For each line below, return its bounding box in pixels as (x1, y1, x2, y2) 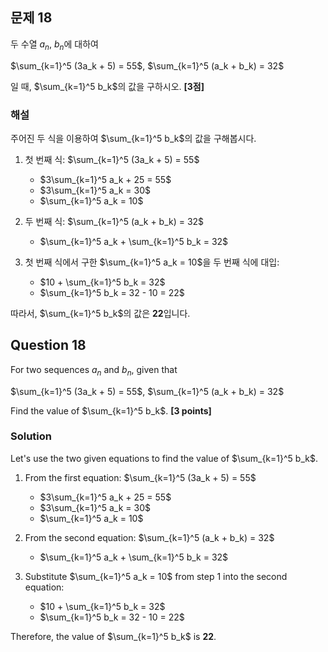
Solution (10, 429, 53, 443)
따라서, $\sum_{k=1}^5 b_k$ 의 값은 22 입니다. (10, 307, 191, 319)
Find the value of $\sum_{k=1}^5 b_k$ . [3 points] (10, 404, 212, 417)
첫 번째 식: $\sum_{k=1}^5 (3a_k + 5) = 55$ (24, 153, 200, 165)
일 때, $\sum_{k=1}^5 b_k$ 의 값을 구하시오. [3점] (10, 80, 205, 92)
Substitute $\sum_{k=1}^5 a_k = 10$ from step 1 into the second (24, 570, 288, 582)
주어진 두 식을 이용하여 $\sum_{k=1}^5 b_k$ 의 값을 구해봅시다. (10, 132, 257, 144)
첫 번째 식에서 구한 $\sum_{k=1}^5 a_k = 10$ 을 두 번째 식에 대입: (24, 256, 280, 268)
